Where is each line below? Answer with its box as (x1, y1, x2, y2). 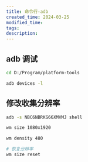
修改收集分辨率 (6, 98, 60, 108)
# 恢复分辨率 (6, 146, 33, 152)
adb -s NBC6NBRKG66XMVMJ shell (6, 114, 83, 120)
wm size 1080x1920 (6, 125, 51, 131)
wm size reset (6, 151, 41, 157)
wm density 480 (6, 135, 43, 141)
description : (6, 31, 38, 37)
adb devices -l (6, 80, 43, 86)
